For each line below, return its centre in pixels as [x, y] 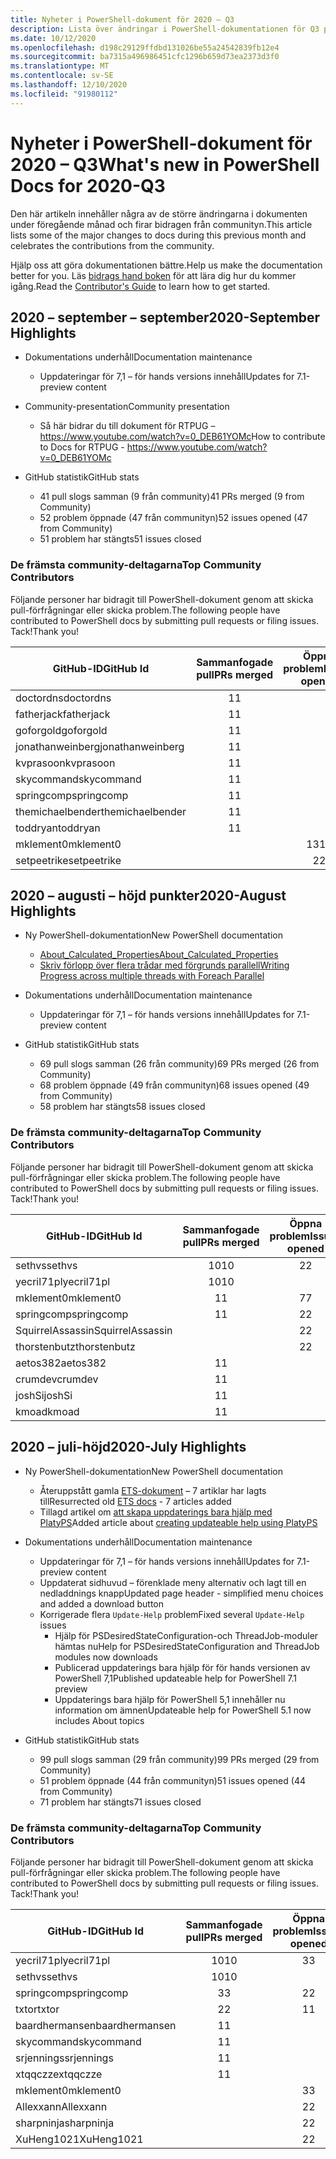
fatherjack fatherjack [63, 714]
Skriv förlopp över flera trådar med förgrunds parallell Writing [164, 965]
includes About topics [99, 1720]
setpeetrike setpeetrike [68, 860]
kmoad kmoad [47, 1411]
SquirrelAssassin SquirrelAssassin [94, 1330]
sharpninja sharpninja [65, 2123]
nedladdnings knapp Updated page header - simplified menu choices [181, 1593]
